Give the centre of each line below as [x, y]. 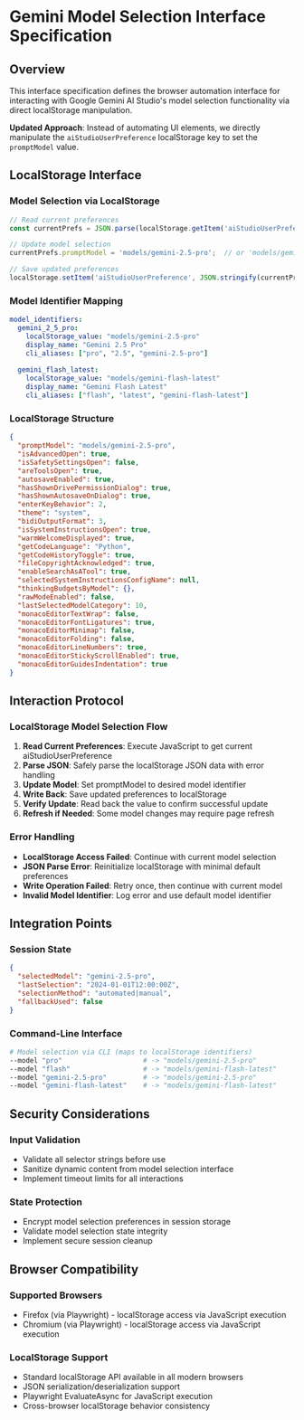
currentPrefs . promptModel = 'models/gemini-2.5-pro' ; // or [127, 253]
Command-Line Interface [66, 1033]
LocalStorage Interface [76, 175]
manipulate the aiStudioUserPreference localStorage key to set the [133, 137]
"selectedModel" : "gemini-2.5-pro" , [86, 977]
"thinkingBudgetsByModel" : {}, [76, 589]
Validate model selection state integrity [95, 1231]
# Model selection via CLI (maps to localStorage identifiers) [131, 1052]
